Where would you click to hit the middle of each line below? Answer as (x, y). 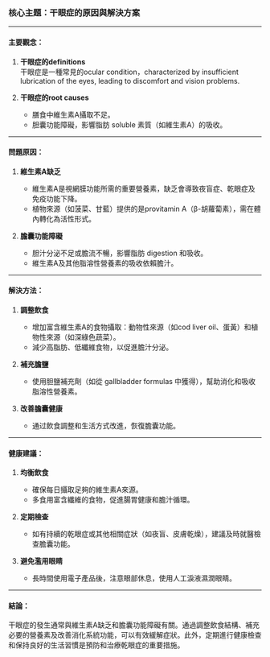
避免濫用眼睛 (41, 561)
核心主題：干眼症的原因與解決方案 (74, 12)
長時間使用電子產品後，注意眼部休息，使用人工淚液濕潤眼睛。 (134, 578)
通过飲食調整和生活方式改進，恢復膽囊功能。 (106, 425)
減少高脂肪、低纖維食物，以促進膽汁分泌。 (102, 347)
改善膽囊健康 (41, 408)
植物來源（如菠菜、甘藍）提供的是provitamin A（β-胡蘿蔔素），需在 (143, 209)
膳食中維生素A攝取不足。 (73, 114)
